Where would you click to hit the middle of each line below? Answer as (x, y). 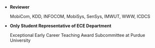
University (20, 40)
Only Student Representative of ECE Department (61, 26)
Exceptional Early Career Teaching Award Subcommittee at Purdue (77, 35)
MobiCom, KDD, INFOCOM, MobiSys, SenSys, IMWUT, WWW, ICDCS (80, 16)
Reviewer (19, 7)
